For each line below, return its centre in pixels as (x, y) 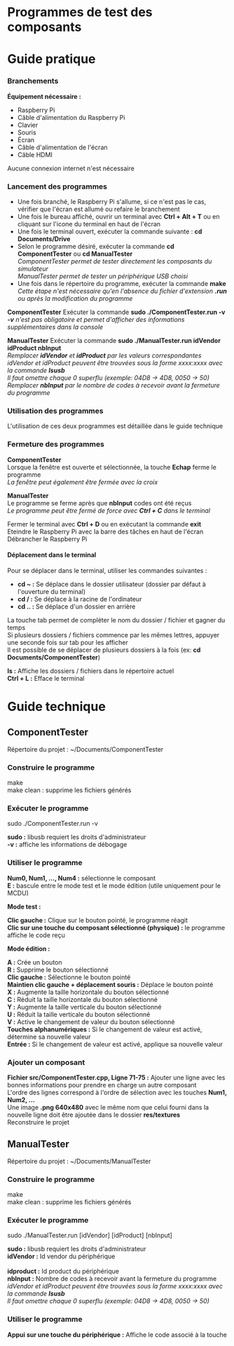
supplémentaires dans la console (55, 327)
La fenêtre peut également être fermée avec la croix (83, 482)
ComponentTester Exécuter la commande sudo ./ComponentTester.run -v (116, 312)
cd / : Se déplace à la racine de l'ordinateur (80, 599)
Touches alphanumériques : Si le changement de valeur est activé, (105, 1029)
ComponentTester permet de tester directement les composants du (115, 261)
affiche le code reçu (36, 935)
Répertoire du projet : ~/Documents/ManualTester (79, 1161)
